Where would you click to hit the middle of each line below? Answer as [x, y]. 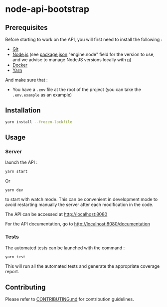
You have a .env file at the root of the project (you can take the [77, 90]
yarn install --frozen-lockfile [39, 122]
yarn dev [14, 190]
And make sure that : [27, 80]
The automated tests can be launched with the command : [65, 248]
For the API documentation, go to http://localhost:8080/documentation [78, 224]
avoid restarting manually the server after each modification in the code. [79, 205]
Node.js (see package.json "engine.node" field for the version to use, [83, 54]
